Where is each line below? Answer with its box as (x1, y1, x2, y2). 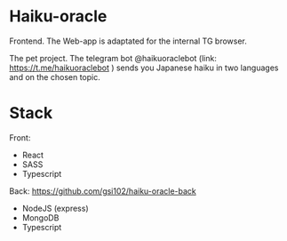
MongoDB (21, 212, 60, 223)
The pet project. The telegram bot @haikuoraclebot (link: (9, 52, 218, 63)
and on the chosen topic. (9, 71, 100, 82)
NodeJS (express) (21, 203, 89, 213)
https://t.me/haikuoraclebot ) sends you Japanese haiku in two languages (9, 62, 279, 73)
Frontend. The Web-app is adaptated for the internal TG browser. (9, 36, 247, 46)
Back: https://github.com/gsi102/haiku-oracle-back (9, 185, 197, 197)
